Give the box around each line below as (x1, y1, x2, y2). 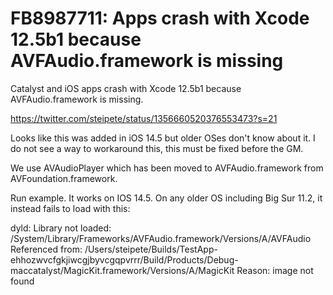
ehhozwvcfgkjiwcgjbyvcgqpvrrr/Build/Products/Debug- (10, 253, 239, 266)
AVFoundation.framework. (10, 172, 118, 184)
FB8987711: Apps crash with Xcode (10, 7, 310, 30)
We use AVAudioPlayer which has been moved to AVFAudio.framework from (10, 162, 324, 174)
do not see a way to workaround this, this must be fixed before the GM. (10, 142, 304, 154)
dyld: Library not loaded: (10, 222, 112, 234)
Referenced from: (10, 243, 83, 255)
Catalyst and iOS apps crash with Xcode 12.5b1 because (10, 82, 242, 94)
